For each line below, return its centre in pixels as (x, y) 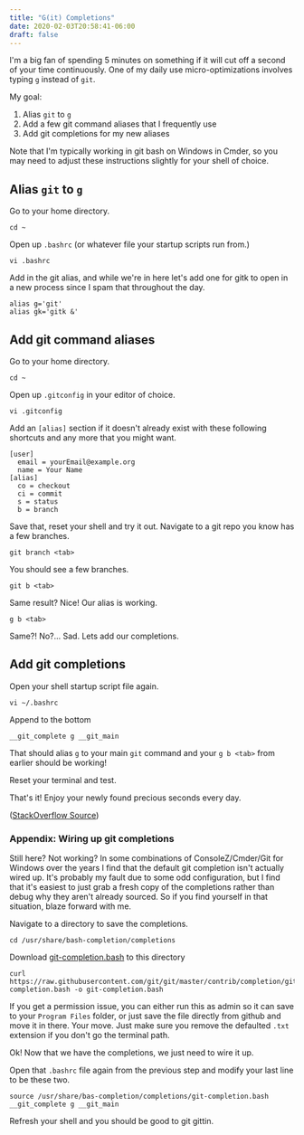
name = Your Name (50, 470)
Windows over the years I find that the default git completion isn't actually (147, 868)
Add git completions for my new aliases (96, 134)
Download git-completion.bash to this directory (97, 957)
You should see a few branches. (69, 569)
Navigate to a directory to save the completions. (99, 924)
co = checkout (44, 486)
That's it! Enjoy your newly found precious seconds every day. (125, 798)
